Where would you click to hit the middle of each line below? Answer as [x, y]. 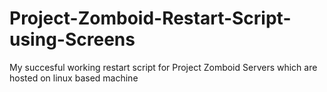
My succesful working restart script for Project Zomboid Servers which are [163, 67]
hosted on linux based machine [74, 78]
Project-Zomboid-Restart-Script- [150, 18]
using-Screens [72, 39]
